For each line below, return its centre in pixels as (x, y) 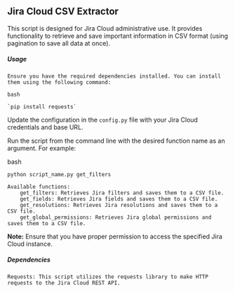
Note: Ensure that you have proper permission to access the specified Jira (115, 236)
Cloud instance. (30, 243)
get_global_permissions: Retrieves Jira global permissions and (116, 217)
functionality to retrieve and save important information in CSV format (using (118, 36)
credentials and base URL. (45, 127)
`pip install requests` (42, 107)
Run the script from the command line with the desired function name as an (116, 141)
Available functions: (39, 187)
